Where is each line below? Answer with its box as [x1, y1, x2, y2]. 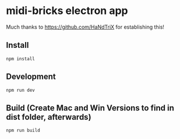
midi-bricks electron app [6, 4, 128, 18]
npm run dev [6, 87, 35, 93]
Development [6, 72, 57, 82]
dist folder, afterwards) [6, 112, 91, 122]
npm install [6, 55, 35, 62]
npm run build [6, 127, 41, 134]
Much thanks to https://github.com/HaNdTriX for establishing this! [6, 23, 165, 30]
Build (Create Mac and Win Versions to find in [6, 103, 175, 113]
